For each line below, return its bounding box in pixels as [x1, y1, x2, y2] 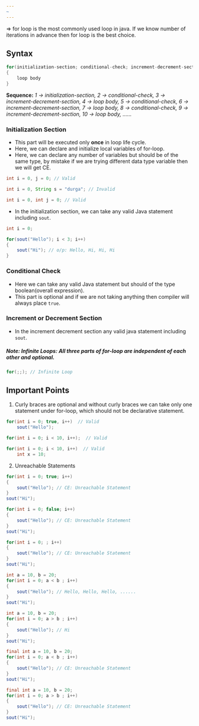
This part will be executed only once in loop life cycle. [14, 139, 146, 146]
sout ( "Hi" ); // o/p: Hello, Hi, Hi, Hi [17, 247, 115, 253]
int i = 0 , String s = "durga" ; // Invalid [6, 187, 115, 192]
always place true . [14, 299, 60, 307]
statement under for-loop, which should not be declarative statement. [14, 408, 185, 415]
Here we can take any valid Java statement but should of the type [14, 280, 176, 288]
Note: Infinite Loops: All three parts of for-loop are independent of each [6, 348, 187, 355]
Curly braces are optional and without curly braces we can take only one [14, 401, 192, 408]
